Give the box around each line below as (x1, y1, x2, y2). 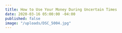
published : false (5, 16, 41, 21)
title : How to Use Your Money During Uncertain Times (5, 7, 118, 12)
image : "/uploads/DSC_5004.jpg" (5, 20, 71, 26)
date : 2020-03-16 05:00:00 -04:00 (5, 12, 76, 16)
